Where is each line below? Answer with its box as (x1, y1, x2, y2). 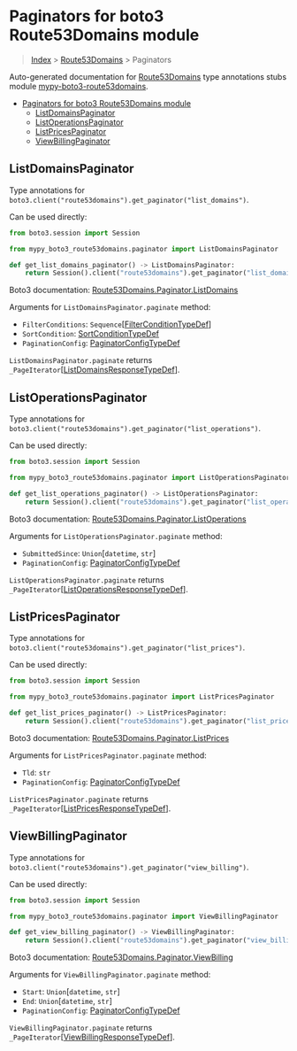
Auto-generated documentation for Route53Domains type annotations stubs (9, 71, 287, 81)
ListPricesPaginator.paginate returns (9, 793, 148, 804)
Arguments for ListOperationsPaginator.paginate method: (9, 530, 223, 541)
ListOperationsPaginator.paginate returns (9, 574, 165, 585)
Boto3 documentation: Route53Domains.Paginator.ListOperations (9, 514, 247, 524)
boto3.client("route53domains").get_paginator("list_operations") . (9, 423, 262, 434)
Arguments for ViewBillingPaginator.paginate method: (9, 970, 211, 980)
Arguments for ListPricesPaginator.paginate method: (9, 750, 208, 761)
